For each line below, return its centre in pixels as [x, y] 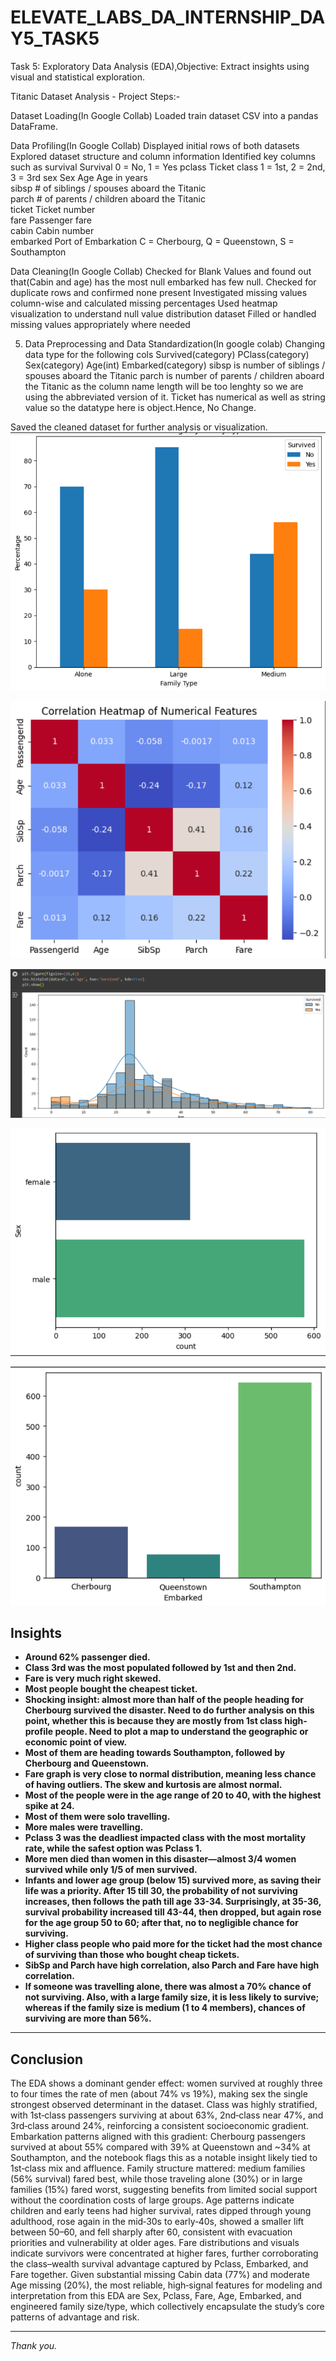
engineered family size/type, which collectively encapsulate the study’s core [167, 2307]
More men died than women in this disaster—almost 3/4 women [160, 1859]
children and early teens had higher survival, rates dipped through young [161, 2211]
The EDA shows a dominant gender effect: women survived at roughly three [166, 2083]
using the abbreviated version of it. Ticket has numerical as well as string [175, 397]
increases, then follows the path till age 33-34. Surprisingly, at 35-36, [173, 1902]
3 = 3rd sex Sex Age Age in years [79, 177]
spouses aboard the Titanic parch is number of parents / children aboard [174, 375]
